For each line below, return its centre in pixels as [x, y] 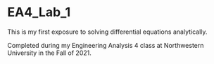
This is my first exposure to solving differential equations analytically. [107, 32]
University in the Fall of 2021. [49, 53]
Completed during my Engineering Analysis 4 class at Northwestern [106, 45]
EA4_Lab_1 [39, 12]
